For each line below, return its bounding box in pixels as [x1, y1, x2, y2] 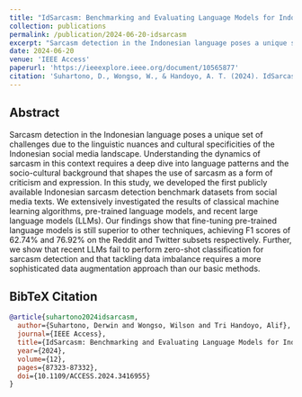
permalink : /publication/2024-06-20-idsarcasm [9, 30, 187, 39]
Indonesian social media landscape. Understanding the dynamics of [9, 148, 261, 158]
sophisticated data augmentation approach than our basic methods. [9, 263, 261, 274]
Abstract [9, 105, 60, 121]
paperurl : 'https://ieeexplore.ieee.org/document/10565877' [9, 64, 240, 73]
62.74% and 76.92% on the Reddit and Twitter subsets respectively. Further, [9, 234, 292, 245]
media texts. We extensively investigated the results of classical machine [9, 195, 280, 207]
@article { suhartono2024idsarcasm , [9, 312, 139, 322]
